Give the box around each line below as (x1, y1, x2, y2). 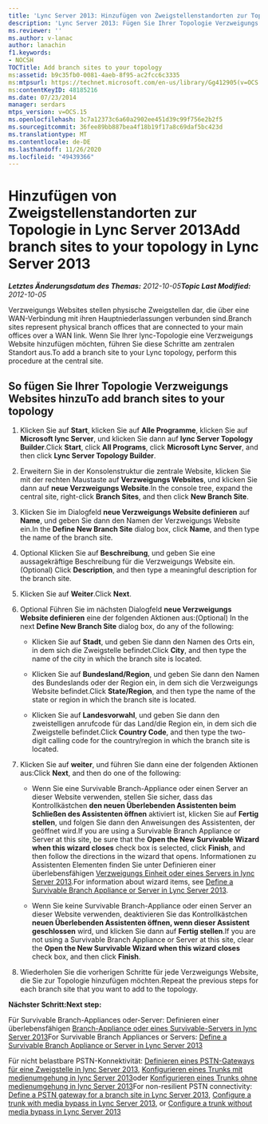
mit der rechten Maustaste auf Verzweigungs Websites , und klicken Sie (19, 475, 258, 484)
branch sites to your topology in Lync (8, 238, 259, 256)
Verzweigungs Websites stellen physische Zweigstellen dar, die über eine (8, 305, 250, 315)
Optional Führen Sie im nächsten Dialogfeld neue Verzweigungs (19, 604, 232, 614)
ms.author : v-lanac (8, 34, 73, 42)
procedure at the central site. (8, 356, 104, 366)
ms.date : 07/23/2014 (8, 93, 77, 101)
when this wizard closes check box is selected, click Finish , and (31, 843, 246, 853)
